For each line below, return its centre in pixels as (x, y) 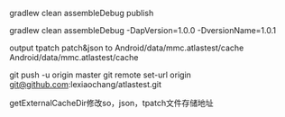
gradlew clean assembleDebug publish (82, 13)
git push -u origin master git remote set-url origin (101, 75)
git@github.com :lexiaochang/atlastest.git (86, 84)
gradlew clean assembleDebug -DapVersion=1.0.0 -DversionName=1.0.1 (143, 30)
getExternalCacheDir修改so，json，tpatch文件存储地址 (111, 103)
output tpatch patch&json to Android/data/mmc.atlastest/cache (127, 48)
